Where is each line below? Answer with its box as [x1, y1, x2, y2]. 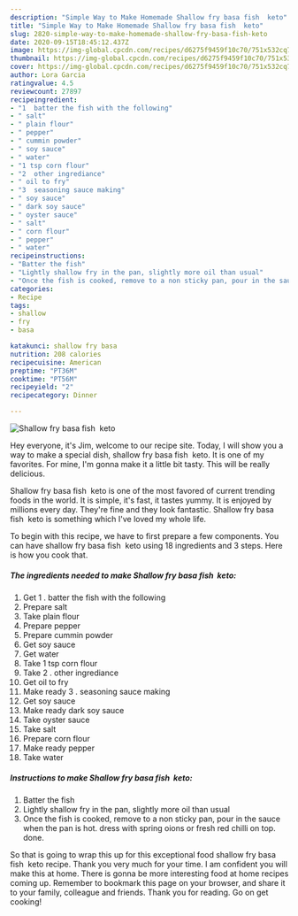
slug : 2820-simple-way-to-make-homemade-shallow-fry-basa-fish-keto [10, 29, 268, 38]
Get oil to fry [22, 676, 69, 687]
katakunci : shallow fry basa [10, 342, 118, 350]
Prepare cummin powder [22, 629, 113, 640]
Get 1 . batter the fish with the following [22, 592, 166, 603]
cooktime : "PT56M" [10, 374, 78, 383]
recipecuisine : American [10, 358, 102, 367]
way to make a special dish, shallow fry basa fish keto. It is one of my [10, 450, 264, 460]
